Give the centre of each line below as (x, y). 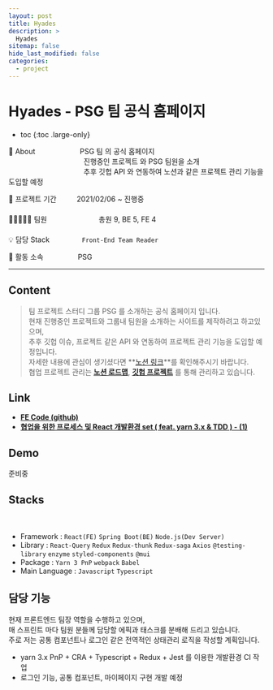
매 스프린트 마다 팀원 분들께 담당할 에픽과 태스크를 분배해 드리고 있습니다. (124, 629)
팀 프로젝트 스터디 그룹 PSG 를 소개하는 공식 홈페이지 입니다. (124, 311)
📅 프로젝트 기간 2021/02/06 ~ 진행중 (76, 199)
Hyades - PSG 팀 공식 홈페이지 (107, 111)
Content (30, 290)
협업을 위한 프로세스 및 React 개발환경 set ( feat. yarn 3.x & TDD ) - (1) (134, 427)
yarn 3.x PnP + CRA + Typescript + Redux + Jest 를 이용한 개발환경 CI (136, 657)
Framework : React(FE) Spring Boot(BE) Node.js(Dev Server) (122, 536)
